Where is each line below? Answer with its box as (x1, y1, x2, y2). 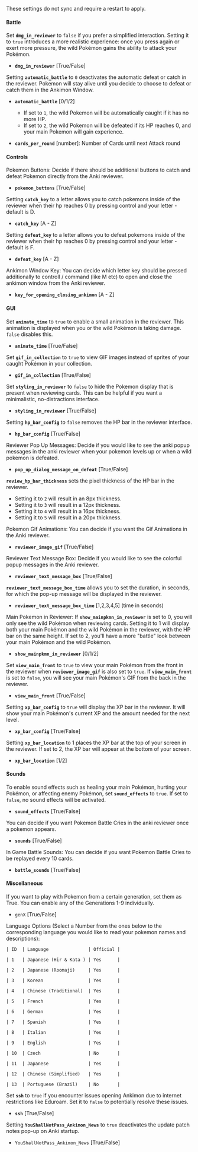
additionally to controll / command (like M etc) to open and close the (6, 273, 173, 281)
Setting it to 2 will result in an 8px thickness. (14, 495, 122, 502)
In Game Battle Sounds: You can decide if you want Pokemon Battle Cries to (6, 848, 191, 855)
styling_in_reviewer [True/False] (14, 407, 96, 414)
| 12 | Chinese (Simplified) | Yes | (6, 1071, 120, 1077)
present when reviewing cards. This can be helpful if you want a (6, 389, 163, 396)
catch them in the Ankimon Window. (6, 86, 94, 94)
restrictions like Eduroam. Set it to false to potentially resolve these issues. (6, 1098, 189, 1106)
